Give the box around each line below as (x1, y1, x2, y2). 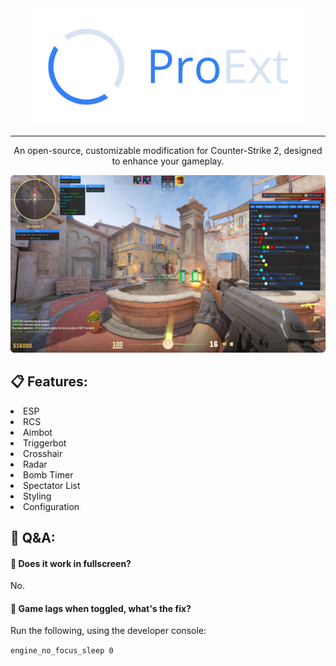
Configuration (23, 500, 80, 512)
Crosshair (23, 447, 63, 459)
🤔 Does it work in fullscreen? (10, 557, 132, 569)
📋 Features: (10, 373, 88, 391)
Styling (23, 490, 52, 502)
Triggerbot (23, 437, 67, 449)
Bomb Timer (23, 468, 74, 481)
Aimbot (23, 426, 53, 438)
